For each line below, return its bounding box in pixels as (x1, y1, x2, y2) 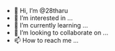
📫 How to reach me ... (13, 37, 79, 44)
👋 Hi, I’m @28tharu (13, 7, 68, 14)
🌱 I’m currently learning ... (13, 21, 89, 29)
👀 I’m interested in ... (13, 14, 73, 22)
